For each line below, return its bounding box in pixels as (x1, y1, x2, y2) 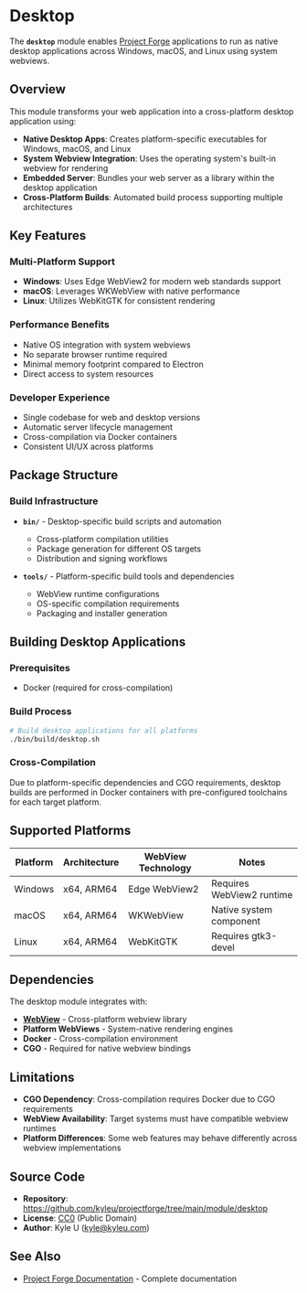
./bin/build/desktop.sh (9, 734, 101, 743)
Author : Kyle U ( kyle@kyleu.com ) (22, 1223, 150, 1233)
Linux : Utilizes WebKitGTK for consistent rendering (22, 295, 216, 306)
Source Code (9, 1169, 85, 1184)
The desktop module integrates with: (9, 996, 148, 1007)
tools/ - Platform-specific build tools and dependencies (22, 571, 235, 582)
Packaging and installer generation (36, 607, 168, 618)
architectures (22, 201, 73, 212)
